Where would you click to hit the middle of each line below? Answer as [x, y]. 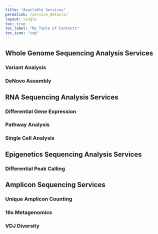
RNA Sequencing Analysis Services [62, 97]
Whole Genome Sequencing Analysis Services [79, 53]
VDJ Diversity [22, 225]
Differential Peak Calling [35, 168]
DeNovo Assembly [28, 81]
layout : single [21, 19]
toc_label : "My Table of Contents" [42, 28]
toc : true [15, 24]
